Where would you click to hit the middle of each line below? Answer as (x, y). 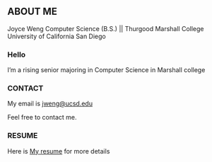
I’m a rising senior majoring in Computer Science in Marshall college (106, 70)
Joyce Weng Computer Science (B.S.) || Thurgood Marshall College (106, 28)
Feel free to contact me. (42, 117)
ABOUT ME (33, 12)
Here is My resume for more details (59, 151)
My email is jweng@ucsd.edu (50, 104)
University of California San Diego (57, 36)
